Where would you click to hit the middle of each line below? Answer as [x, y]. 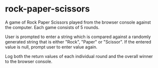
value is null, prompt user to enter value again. [51, 47]
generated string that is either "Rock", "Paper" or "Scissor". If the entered [78, 41]
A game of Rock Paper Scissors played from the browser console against [78, 22]
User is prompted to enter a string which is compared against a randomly [78, 37]
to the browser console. [29, 61]
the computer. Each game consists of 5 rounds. [52, 27]
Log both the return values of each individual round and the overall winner [79, 56]
